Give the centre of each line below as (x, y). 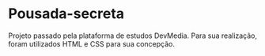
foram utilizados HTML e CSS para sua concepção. (92, 43)
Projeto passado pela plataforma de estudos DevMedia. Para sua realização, (133, 35)
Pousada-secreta (66, 14)
